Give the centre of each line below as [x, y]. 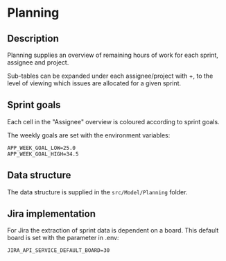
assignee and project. [38, 62]
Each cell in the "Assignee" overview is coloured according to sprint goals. [113, 121]
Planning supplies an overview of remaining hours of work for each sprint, [113, 55]
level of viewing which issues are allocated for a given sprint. [94, 83]
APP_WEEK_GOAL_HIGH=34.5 [43, 154]
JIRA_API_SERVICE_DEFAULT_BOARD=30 [59, 251]
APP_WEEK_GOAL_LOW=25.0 [42, 148]
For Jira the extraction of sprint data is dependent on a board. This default [113, 230]
